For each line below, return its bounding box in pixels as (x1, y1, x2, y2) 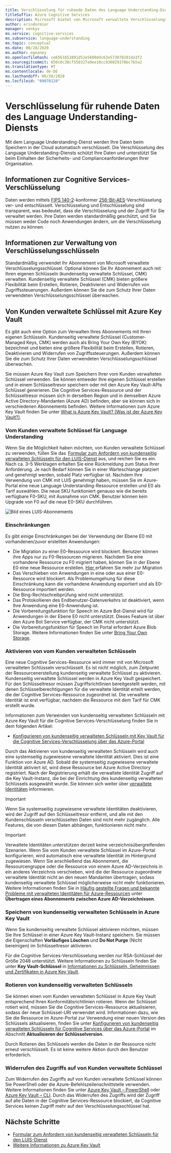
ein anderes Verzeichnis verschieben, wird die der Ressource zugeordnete (5, 869, 162, 875)
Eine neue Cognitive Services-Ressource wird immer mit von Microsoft (5, 659, 154, 665)
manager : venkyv (5, 26, 40, 32)
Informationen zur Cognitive (5, 175, 97, 184)
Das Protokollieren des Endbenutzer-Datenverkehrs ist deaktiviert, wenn (12, 597, 164, 603)
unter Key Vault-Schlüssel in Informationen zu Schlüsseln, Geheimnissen (5, 963, 160, 970)
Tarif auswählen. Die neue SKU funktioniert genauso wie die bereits (5, 488, 147, 494)
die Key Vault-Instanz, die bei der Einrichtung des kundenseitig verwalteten (5, 775, 163, 781)
